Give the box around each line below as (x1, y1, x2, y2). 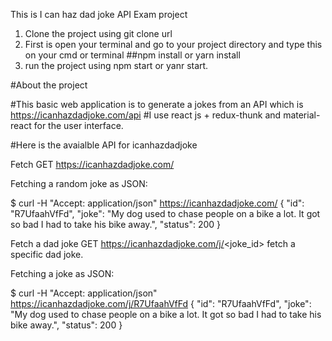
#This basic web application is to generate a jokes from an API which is (10, 99, 304, 110)
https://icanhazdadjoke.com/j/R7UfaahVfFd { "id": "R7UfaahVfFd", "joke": (10, 298, 312, 309)
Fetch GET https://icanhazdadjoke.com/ (10, 159, 175, 170)
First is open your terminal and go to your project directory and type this (24, 39, 323, 50)
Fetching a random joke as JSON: (10, 178, 148, 189)
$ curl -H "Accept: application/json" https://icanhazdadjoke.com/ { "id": (10, 197, 305, 209)
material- (283, 109, 321, 121)
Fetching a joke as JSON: (10, 268, 115, 279)
